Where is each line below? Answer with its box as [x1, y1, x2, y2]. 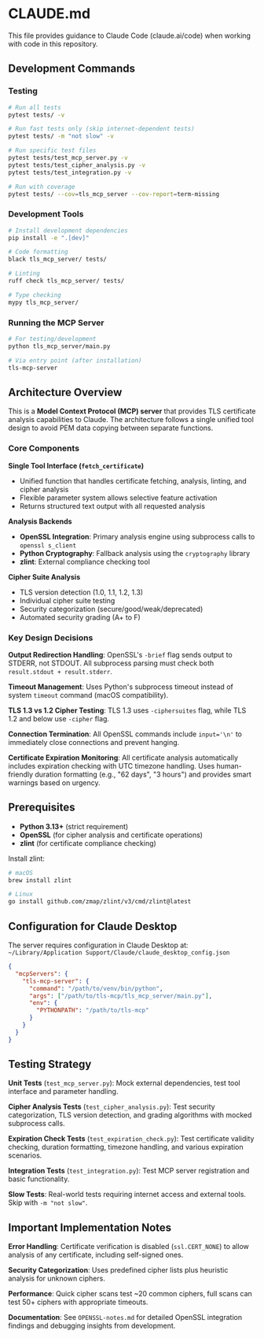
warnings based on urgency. [8, 777, 101, 788]
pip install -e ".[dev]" [8, 234, 90, 242]
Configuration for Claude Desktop [8, 919, 178, 933]
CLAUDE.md [8, 5, 91, 23]
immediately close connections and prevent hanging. [8, 737, 180, 747]
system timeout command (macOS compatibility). [8, 690, 169, 699]
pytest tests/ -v [8, 111, 65, 119]
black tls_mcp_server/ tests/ [8, 255, 108, 264]
